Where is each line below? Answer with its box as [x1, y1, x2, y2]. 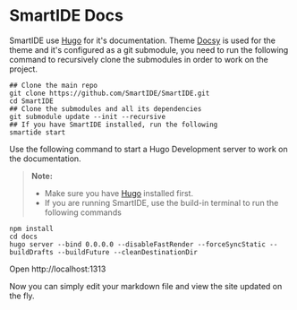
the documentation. [9, 153, 82, 164]
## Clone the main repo [9, 81, 98, 90]
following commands [44, 207, 123, 218]
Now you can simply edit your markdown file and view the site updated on [9, 280, 283, 291]
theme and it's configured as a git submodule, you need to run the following [9, 44, 289, 55]
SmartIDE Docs [9, 5, 123, 26]
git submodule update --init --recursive [9, 112, 166, 121]
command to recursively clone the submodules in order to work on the [9, 54, 268, 65]
